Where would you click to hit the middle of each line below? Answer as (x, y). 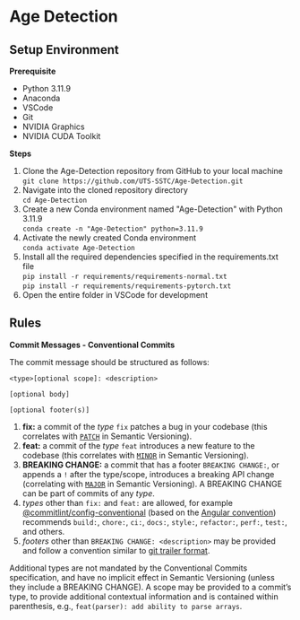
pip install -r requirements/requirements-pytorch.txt (127, 286)
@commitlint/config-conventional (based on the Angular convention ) (149, 512)
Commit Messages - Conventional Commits (92, 345)
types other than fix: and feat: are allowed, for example (127, 502)
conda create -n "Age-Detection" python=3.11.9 (112, 229)
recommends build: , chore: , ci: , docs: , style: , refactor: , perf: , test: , (155, 521)
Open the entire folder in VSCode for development (115, 295)
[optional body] (39, 394)
